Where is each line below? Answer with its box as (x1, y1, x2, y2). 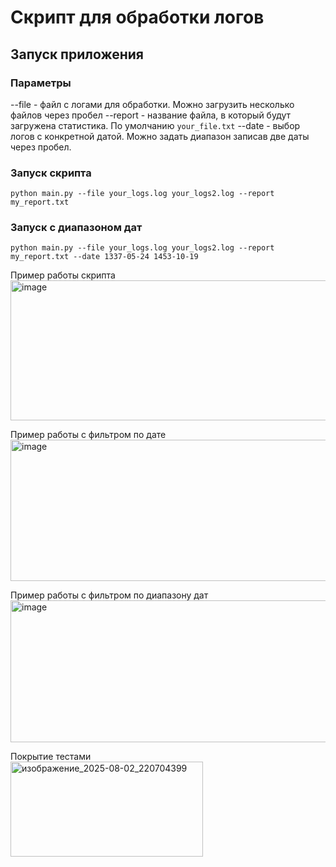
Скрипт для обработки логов (10, 6, 265, 29)
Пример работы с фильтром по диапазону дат (10, 589, 209, 601)
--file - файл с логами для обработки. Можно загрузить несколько (10, 98, 295, 110)
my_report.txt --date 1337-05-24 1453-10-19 (10, 252, 199, 262)
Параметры (10, 76, 72, 90)
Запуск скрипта (10, 166, 92, 180)
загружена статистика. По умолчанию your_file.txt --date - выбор (10, 119, 301, 131)
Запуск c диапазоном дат (10, 221, 143, 235)
